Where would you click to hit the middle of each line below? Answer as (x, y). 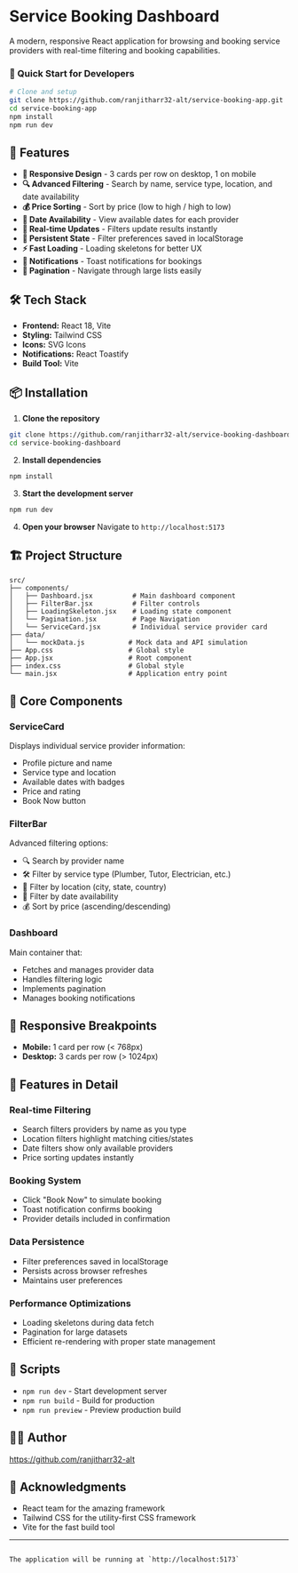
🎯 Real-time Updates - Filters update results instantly (120, 229)
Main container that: (46, 952)
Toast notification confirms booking (87, 1209)
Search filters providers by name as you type (104, 1129)
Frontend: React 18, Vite (67, 325)
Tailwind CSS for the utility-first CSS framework (109, 1518)
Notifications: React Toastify (75, 354)
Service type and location (69, 773)
